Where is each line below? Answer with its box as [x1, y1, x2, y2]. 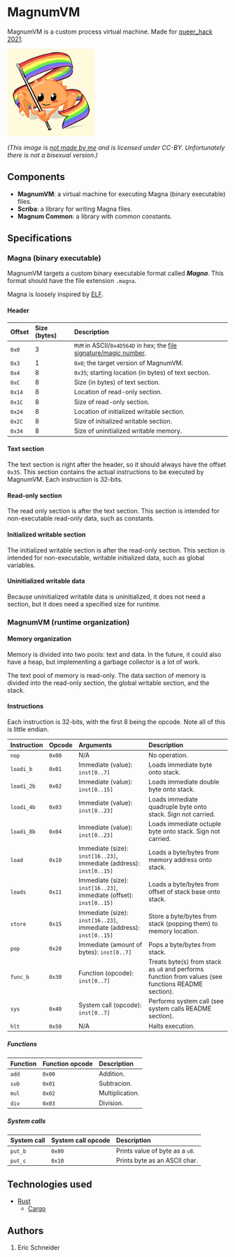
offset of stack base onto [148, 887, 220, 896]
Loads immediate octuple [148, 819, 222, 828]
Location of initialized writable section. [73, 407, 185, 415]
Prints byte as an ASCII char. [115, 1156, 198, 1165]
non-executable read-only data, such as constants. [7, 514, 155, 522]
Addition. [99, 1069, 125, 1078]
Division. [99, 1099, 124, 1107]
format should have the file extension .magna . [7, 277, 137, 285]
